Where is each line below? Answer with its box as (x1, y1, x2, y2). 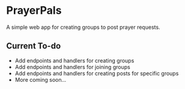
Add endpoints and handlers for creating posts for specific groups (14, 70, 179, 77)
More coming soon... (14, 76, 67, 83)
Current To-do (6, 41, 61, 51)
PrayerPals (6, 4, 62, 17)
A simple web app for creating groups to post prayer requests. (6, 23, 160, 31)
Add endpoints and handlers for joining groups (14, 63, 130, 70)
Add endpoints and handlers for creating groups (14, 57, 135, 64)
